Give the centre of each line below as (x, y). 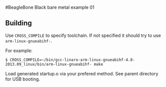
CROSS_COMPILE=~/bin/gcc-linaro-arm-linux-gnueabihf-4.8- (73, 60)
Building (19, 23)
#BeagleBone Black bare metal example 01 (50, 7)
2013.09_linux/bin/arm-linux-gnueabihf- (49, 64)
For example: (19, 51)
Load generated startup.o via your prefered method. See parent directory (82, 73)
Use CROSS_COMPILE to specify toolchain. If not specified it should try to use (83, 35)
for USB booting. (23, 79)
